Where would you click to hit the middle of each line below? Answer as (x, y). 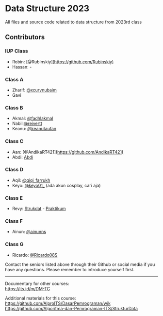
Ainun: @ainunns (29, 232)
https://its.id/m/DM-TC (28, 289)
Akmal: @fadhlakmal (33, 118)
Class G (14, 245)
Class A (14, 79)
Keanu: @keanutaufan (34, 129)
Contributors (25, 37)
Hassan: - (22, 67)
